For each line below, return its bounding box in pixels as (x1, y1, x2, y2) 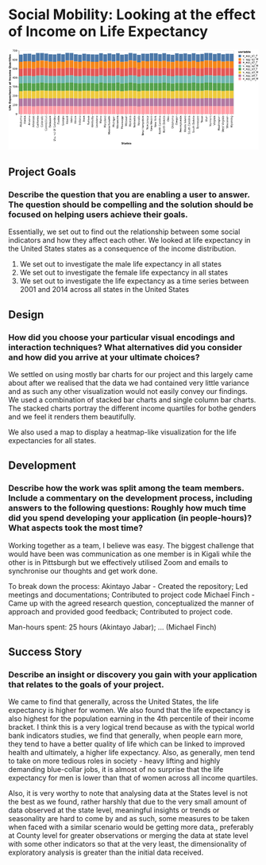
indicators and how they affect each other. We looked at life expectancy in (8, 236, 251, 245)
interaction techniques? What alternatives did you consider (8, 341, 242, 353)
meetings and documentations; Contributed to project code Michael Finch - (8, 590, 256, 599)
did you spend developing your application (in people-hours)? (8, 512, 253, 524)
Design (8, 308, 44, 321)
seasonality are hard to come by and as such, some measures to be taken (8, 814, 250, 824)
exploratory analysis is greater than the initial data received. (8, 847, 204, 857)
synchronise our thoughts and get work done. (8, 566, 158, 575)
